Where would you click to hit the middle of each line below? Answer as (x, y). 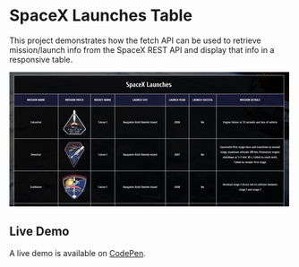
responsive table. (41, 59)
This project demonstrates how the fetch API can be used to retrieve (135, 40)
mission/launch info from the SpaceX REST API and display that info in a (142, 49)
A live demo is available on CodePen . (77, 253)
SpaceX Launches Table (101, 16)
